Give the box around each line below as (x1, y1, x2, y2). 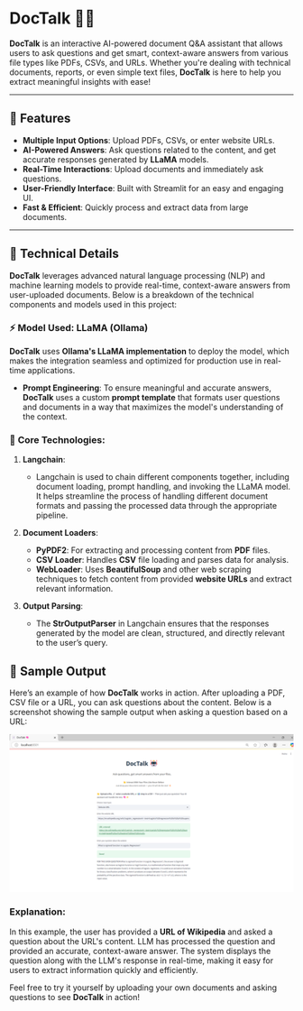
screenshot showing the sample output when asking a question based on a (9, 706, 289, 717)
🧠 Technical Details (9, 246, 120, 262)
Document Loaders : (22, 528, 99, 538)
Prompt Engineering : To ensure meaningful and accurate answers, (22, 382, 272, 393)
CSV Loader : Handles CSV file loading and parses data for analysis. (35, 555, 289, 565)
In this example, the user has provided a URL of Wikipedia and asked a (9, 926, 273, 937)
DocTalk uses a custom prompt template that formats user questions (22, 391, 280, 402)
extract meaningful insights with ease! (9, 76, 151, 87)
